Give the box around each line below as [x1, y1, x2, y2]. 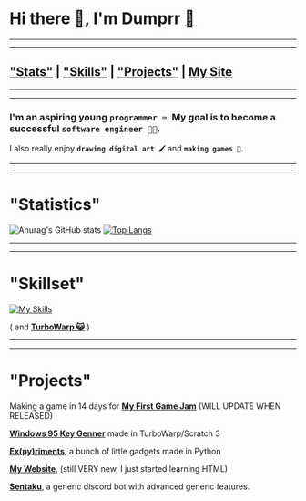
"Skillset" [9, 274, 85, 295]
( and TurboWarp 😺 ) [9, 321, 90, 332]
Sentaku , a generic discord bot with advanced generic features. [9, 481, 250, 492]
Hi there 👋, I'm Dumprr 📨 [9, 8, 196, 29]
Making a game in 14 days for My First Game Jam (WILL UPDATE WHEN [9, 401, 281, 412]
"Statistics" [9, 194, 101, 215]
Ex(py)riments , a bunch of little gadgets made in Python [9, 445, 221, 456]
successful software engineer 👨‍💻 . [9, 122, 161, 135]
